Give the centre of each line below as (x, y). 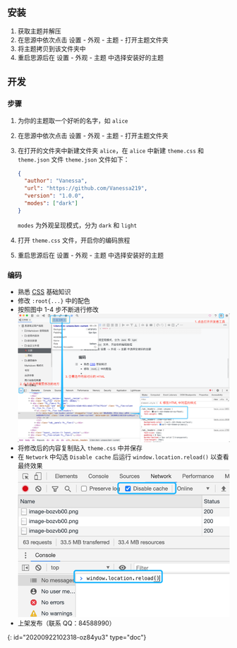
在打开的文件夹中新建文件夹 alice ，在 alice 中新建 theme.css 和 (111, 150)
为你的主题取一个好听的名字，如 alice (73, 120)
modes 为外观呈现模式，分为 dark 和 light (77, 225)
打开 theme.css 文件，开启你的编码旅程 (74, 240)
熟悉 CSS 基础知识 (44, 292)
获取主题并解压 (39, 31)
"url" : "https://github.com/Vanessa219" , (86, 188)
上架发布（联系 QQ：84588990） (66, 623)
